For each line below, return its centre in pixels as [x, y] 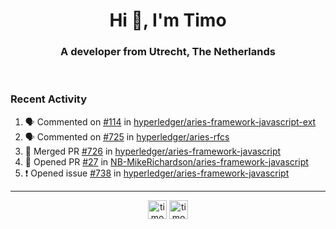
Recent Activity [49, 99]
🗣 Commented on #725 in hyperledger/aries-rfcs [127, 136]
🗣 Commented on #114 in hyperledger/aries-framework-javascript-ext [170, 121]
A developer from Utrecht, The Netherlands [168, 52]
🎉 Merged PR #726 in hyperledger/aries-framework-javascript [153, 151]
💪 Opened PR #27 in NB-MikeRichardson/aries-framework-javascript [166, 161]
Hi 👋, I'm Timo [168, 20]
